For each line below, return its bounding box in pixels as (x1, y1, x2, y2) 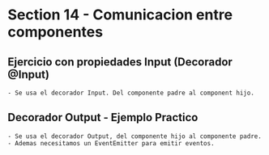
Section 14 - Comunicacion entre (7, 6, 233, 24)
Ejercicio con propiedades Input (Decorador (7, 55, 233, 69)
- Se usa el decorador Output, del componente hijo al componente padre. (7, 132, 263, 140)
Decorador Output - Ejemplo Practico (7, 111, 199, 124)
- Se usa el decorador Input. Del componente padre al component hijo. (7, 89, 254, 97)
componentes (7, 23, 103, 41)
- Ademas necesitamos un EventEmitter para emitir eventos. (7, 139, 216, 147)
